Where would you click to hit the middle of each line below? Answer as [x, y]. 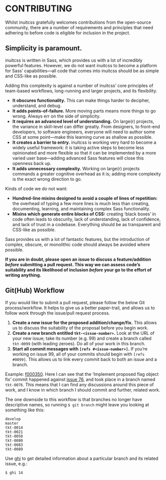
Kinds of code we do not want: [36, 189]
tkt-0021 [14, 432]
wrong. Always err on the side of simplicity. [56, 116]
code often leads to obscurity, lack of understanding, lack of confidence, [86, 219]
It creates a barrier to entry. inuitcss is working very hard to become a [84, 142]
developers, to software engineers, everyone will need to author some [84, 132]
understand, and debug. [37, 105]
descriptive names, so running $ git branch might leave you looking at [77, 404]
